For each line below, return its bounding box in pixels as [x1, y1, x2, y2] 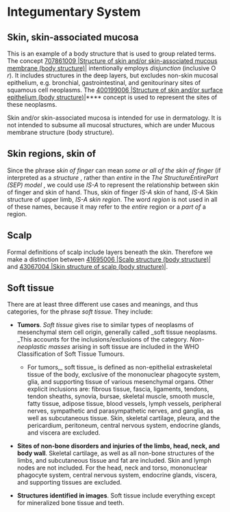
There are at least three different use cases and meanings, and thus [7, 300, 199, 309]
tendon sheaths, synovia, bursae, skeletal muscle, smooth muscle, [27, 392, 215, 400]
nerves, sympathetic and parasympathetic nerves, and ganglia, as [27, 407, 214, 415]
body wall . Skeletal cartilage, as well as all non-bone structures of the [16, 449, 215, 457]
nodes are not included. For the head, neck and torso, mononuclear [16, 463, 207, 472]
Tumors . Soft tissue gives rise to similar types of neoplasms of [16, 321, 194, 329]
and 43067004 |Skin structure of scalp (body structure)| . [7, 262, 168, 270]
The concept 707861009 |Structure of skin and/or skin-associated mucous [7, 57, 218, 65]
